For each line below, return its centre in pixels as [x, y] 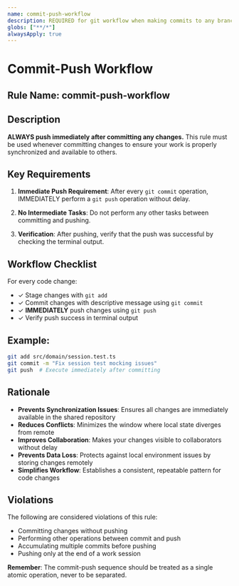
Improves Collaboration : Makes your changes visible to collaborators [119, 440]
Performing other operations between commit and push [99, 538]
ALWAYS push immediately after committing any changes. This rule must [117, 137]
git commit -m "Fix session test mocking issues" [83, 363]
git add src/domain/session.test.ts [62, 357]
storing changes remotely [55, 462]
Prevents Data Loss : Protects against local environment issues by [114, 455]
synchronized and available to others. [62, 152]
